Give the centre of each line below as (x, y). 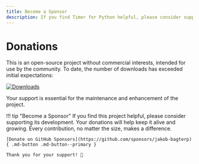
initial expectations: (30, 75)
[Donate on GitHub (29, 140)
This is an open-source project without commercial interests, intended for (96, 63)
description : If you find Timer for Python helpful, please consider (94, 17)
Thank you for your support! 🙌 (45, 155)
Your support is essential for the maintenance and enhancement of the (92, 98)
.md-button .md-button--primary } (54, 145)
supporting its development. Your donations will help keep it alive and (91, 123)
